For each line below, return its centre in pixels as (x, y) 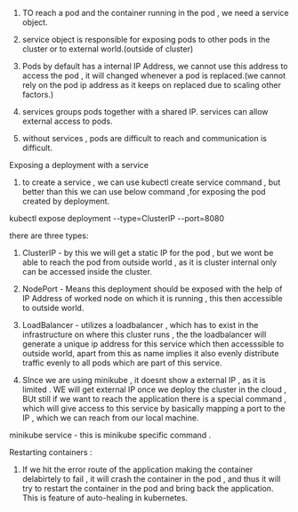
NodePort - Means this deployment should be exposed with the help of (152, 289)
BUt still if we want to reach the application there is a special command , (154, 399)
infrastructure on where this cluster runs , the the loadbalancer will (144, 334)
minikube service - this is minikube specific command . (110, 435)
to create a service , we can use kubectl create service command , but (151, 182)
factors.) (38, 94)
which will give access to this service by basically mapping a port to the (153, 408)
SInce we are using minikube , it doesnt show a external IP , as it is (144, 380)
